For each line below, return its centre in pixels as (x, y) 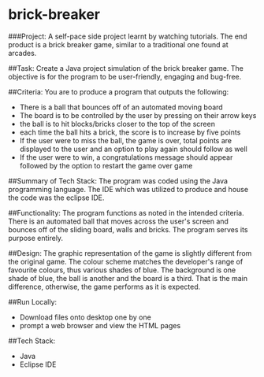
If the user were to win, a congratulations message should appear (126, 157)
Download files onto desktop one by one (85, 317)
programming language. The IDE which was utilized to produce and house (128, 189)
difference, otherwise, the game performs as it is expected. (104, 286)
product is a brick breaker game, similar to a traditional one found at (118, 44)
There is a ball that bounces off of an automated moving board (121, 107)
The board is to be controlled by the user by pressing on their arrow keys (138, 115)
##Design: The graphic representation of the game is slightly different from (130, 253)
